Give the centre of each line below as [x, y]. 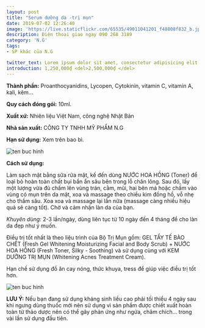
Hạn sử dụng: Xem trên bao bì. [45, 139]
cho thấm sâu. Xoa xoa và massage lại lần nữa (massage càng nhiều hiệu [98, 201]
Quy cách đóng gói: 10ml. [39, 104]
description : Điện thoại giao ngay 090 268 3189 [69, 35]
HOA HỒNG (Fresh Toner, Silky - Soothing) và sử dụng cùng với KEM [93, 250]
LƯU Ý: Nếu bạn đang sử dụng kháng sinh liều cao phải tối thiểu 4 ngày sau [101, 299]
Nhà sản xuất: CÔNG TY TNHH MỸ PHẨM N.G [65, 127]
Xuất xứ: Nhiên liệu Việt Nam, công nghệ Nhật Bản [70, 116]
